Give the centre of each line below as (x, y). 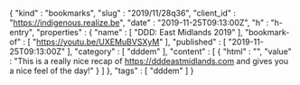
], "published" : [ (196, 42)
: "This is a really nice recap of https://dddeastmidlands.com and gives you (149, 61)
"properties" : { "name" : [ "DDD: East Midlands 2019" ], (140, 32)
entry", (22, 32)
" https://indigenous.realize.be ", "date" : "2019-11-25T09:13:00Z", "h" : (139, 23)
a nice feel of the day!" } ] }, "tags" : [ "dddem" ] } (102, 71)
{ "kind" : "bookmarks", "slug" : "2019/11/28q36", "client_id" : (123, 13)
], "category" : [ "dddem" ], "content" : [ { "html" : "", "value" (179, 52)
